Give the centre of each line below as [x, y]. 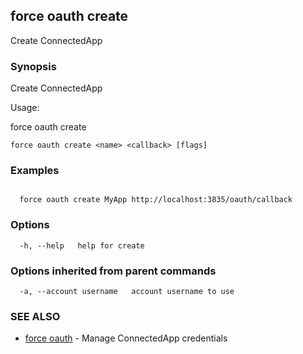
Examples [35, 171]
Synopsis [33, 66]
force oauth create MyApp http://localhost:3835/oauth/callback [156, 200]
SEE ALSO [35, 316]
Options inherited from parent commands [113, 271]
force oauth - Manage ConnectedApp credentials [126, 338]
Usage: [25, 108]
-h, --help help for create [82, 245]
